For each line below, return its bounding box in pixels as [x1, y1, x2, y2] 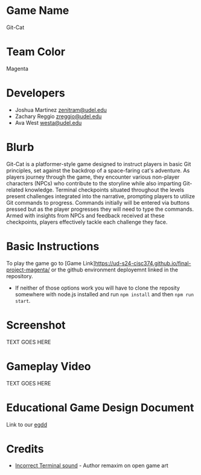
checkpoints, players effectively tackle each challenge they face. [6, 218, 168, 225]
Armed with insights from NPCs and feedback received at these [6, 211, 165, 219]
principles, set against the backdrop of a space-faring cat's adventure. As [6, 167, 190, 174]
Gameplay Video [6, 359, 91, 373]
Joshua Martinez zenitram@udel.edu [14, 106, 107, 113]
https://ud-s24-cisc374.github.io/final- [95, 259, 191, 267]
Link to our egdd [6, 420, 47, 428]
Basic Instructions [6, 239, 100, 253]
